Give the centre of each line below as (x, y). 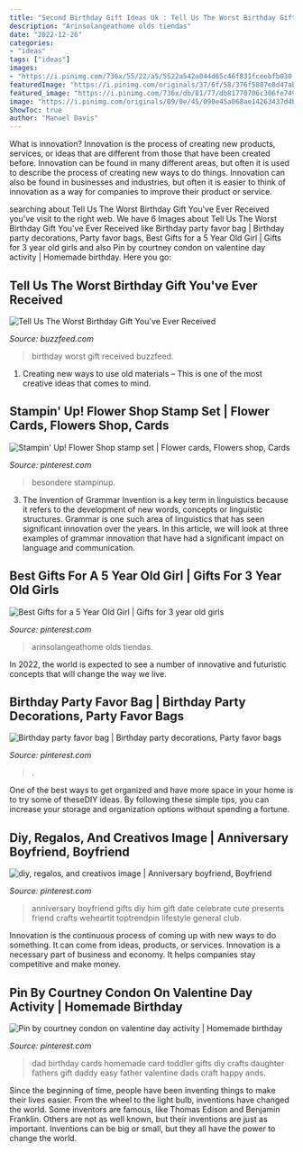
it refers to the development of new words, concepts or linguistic (142, 509)
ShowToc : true (36, 110)
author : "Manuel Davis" (54, 118)
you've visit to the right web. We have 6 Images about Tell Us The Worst (143, 219)
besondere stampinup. (73, 482)
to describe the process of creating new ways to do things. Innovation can (147, 173)
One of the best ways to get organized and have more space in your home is (151, 791)
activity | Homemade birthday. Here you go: (91, 257)
